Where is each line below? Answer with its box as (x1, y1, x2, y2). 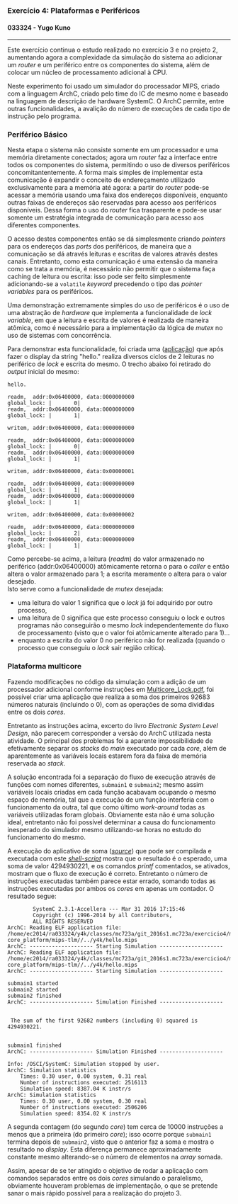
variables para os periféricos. (7, 288, 93, 296)
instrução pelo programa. (7, 112, 81, 120)
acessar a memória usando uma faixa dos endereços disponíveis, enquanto (7, 191, 228, 200)
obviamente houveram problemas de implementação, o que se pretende (7, 1181, 218, 1190)
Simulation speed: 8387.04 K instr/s (20, 1085, 132, 1092)
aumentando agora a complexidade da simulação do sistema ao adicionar (7, 53, 223, 62)
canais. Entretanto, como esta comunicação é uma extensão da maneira (7, 257, 218, 266)
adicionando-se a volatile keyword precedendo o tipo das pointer (7, 280, 203, 288)
